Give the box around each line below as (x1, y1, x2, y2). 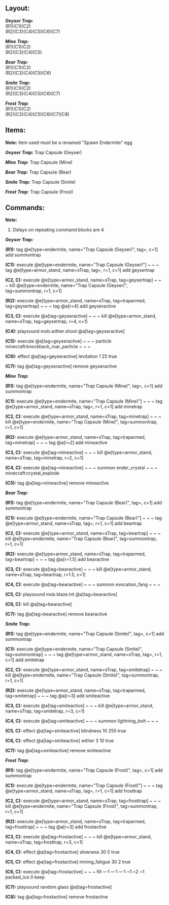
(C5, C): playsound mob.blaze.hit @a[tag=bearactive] (5, 591, 118, 598)
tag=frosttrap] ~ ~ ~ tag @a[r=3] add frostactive (5, 824, 107, 830)
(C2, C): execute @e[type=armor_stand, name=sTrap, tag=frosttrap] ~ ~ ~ (5, 798, 161, 804)
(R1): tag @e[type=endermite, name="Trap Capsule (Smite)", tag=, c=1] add (5, 631, 164, 637)
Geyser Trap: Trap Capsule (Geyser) (5, 149, 82, 155)
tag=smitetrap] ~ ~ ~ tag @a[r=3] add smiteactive (5, 693, 110, 699)
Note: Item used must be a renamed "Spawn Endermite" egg (5, 139, 133, 146)
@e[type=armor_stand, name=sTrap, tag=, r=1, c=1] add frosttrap (5, 788, 142, 794)
